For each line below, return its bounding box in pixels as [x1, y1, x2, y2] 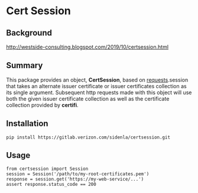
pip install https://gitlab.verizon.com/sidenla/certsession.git [6, 134, 170, 140]
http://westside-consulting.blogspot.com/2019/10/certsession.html [6, 43, 169, 50]
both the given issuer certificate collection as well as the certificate [6, 95, 170, 102]
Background [6, 28, 52, 38]
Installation [6, 118, 48, 128]
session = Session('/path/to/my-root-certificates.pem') [6, 171, 150, 177]
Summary [6, 60, 43, 70]
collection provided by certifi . [6, 101, 79, 108]
